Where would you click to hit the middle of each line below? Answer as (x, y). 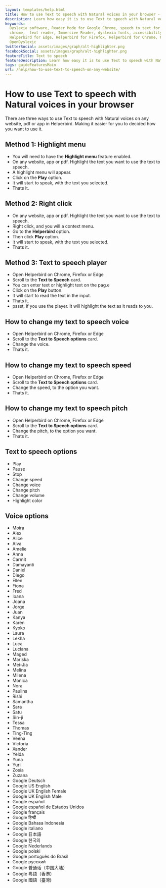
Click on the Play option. (37, 177)
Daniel (19, 570)
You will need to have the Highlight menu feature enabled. (72, 156)
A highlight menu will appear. (42, 172)
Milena (19, 675)
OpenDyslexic (23, 42)
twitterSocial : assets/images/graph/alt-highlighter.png (65, 47)
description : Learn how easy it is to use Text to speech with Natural (80, 19)
